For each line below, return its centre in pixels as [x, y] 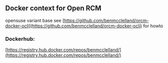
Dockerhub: [20, 39]
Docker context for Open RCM [53, 8]
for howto [153, 26]
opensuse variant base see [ [35, 20]
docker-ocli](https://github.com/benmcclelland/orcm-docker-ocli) [74, 26]
